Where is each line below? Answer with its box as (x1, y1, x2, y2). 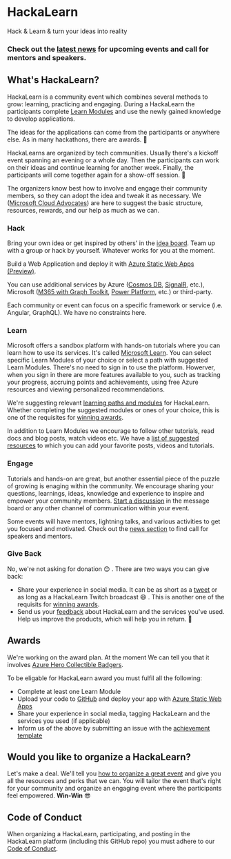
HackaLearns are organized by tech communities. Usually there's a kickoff (7, 148, 219, 157)
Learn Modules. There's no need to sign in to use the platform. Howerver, (7, 363, 216, 371)
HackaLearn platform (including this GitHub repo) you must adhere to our (7, 837, 215, 846)
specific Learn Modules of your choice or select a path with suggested (7, 356, 208, 365)
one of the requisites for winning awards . (7, 414, 124, 422)
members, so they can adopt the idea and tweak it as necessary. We (7, 191, 202, 200)
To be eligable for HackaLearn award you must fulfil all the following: (7, 674, 202, 682)
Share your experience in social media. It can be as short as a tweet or (17, 585, 218, 594)
